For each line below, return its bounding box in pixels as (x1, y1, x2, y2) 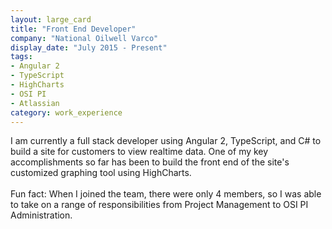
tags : (10, 52, 33, 62)
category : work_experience (10, 107, 123, 118)
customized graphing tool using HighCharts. (10, 167, 192, 179)
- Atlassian (10, 98, 60, 108)
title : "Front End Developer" (10, 24, 137, 34)
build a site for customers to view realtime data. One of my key (10, 146, 269, 158)
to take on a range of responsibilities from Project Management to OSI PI (10, 199, 309, 211)
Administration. (10, 209, 73, 221)
